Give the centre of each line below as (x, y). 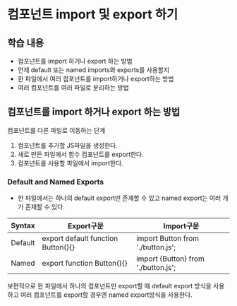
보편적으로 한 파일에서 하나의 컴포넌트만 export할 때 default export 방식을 (109, 286)
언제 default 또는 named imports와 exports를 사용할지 (93, 70)
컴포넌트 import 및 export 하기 (93, 14)
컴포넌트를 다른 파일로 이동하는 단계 (56, 130)
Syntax (23, 225)
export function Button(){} (85, 264)
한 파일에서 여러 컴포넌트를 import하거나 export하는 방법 (96, 79)
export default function (80, 239)
